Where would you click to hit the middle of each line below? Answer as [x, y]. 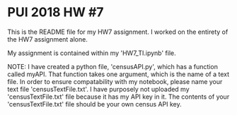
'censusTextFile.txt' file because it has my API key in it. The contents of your [118, 97]
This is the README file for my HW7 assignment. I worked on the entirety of [118, 32]
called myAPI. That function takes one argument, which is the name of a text [118, 74]
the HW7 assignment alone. [48, 39]
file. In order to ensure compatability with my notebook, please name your [115, 81]
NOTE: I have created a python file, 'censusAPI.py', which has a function [112, 66]
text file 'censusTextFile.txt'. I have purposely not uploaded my [98, 89]
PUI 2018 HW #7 [56, 12]
